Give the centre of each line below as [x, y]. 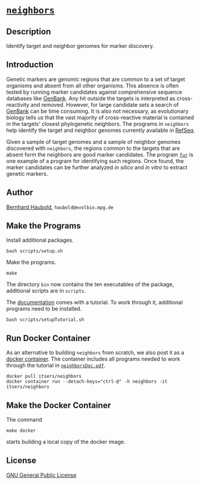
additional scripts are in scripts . [46, 291]
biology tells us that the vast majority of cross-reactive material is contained [100, 117]
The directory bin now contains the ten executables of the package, [90, 284]
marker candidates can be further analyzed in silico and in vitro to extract [97, 167]
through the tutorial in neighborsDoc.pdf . [56, 365]
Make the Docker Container [58, 405]
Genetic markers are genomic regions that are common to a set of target [96, 79]
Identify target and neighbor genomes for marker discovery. [80, 46]
